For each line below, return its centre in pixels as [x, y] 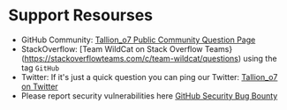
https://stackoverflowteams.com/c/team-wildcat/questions [132, 58]
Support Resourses [81, 15]
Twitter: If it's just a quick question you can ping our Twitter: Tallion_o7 [149, 77]
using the [260, 58]
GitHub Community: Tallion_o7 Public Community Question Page [138, 40]
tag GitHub [40, 68]
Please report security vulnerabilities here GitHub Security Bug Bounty [149, 95]
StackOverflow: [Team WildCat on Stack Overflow [112, 48]
